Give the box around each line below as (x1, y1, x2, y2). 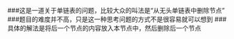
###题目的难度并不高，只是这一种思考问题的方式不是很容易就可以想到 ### (7, 15, 227, 23)
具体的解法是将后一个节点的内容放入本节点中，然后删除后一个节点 (7, 24, 201, 32)
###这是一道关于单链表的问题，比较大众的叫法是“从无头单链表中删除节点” (7, 6, 225, 14)
